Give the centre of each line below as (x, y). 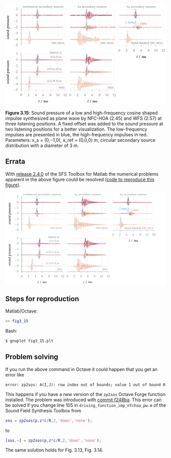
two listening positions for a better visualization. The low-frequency (76, 129)
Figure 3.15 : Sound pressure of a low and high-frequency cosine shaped (82, 113)
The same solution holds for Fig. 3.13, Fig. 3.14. (54, 450)
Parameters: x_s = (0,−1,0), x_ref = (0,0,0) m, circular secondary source (80, 140)
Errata (15, 162)
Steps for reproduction (42, 299)
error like (15, 374)
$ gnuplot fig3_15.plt (29, 341)
